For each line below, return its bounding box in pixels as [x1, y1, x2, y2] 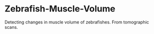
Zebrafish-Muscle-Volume [4, 3, 116, 14]
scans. [4, 24, 18, 30]
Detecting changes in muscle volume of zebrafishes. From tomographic [4, 19, 149, 25]
